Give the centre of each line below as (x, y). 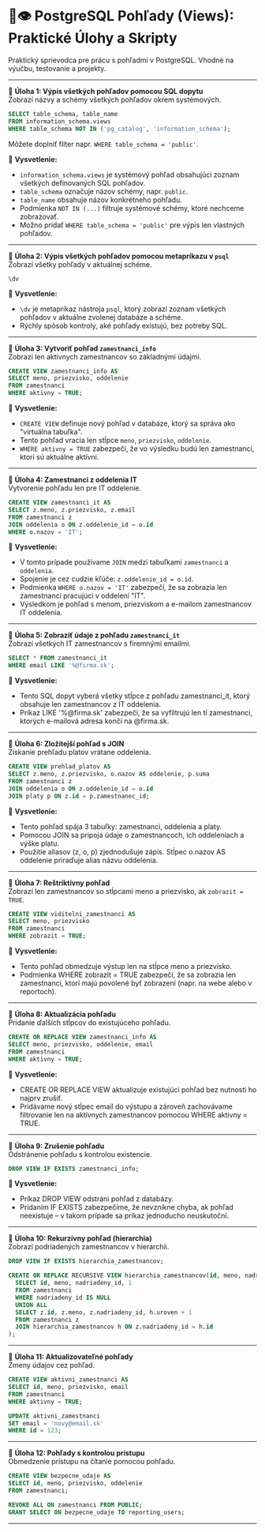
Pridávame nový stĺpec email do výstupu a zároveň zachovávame (126, 1106)
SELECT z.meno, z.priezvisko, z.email (72, 510)
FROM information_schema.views (60, 121)
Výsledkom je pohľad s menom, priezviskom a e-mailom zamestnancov (136, 604)
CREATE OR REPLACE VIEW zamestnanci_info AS (82, 1037)
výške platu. (39, 843)
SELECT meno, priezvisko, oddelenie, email (81, 1044)
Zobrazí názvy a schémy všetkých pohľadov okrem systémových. (115, 100)
